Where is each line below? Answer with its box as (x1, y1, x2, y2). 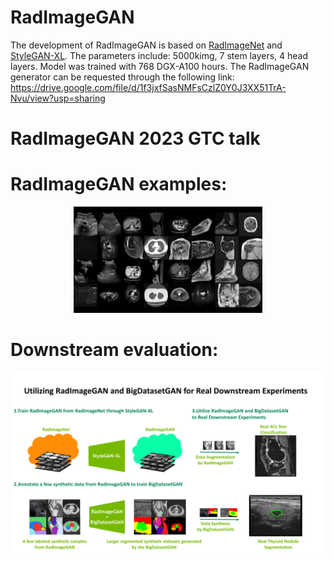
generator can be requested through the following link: (10, 71, 235, 83)
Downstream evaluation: (10, 339, 219, 361)
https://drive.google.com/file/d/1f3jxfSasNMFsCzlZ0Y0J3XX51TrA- (10, 81, 287, 93)
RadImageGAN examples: (10, 173, 228, 196)
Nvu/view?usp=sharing (10, 92, 106, 104)
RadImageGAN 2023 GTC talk (10, 127, 261, 150)
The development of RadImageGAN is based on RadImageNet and (10, 39, 283, 51)
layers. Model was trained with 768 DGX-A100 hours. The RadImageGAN (10, 60, 310, 72)
